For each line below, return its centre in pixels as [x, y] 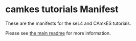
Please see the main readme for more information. [58, 33]
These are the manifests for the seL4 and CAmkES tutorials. [68, 23]
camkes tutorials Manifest [62, 9]
